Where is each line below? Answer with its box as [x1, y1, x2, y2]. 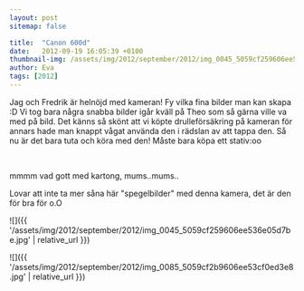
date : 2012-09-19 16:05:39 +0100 [9, 46, 144, 55]
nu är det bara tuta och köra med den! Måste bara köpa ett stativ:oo [9, 135, 262, 146]
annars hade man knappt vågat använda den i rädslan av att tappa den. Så [9, 125, 287, 136]
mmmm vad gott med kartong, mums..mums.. [9, 170, 179, 181]
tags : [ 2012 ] [9, 72, 59, 82]
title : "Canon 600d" [9, 38, 91, 47]
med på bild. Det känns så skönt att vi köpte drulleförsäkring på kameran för [9, 115, 292, 127]
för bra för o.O [9, 197, 62, 209]
